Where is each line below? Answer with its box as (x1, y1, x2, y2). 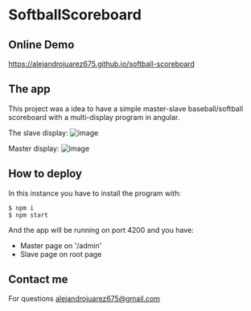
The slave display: (8, 127, 68, 138)
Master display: (8, 143, 60, 153)
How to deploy (8, 167, 83, 180)
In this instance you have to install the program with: (8, 188, 181, 198)
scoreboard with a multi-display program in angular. (8, 112, 180, 122)
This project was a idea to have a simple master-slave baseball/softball (8, 103, 244, 114)
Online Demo (8, 38, 75, 52)
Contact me (8, 272, 68, 287)
